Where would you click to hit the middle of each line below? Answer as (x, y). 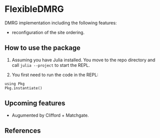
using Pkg (15, 84)
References (23, 130)
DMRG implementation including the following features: (61, 23)
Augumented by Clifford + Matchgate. (50, 115)
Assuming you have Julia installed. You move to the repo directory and (83, 60)
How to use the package (43, 48)
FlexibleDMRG (34, 9)
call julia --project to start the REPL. (51, 65)
